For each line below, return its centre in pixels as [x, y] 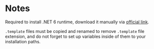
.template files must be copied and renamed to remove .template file [75, 31]
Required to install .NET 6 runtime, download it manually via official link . [77, 22]
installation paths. [23, 41]
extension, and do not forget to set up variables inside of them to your [75, 36]
